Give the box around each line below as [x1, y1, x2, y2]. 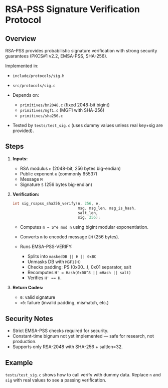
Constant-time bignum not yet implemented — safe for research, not [12, 333, 154, 339]
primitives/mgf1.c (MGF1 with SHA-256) [20, 107, 105, 113]
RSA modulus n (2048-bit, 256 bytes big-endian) [20, 165, 121, 171]
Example [5, 358, 33, 367]
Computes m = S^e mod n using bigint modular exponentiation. [20, 224, 149, 230]
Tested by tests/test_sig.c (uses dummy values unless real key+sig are [12, 122, 163, 128]
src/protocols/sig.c [12, 83, 56, 88]
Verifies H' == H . [27, 275, 62, 281]
